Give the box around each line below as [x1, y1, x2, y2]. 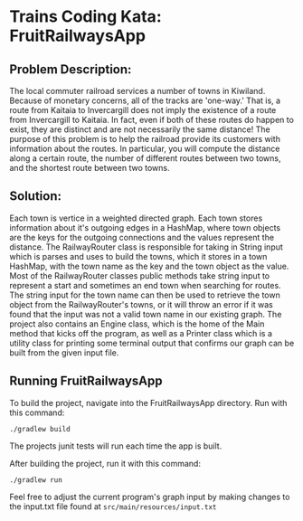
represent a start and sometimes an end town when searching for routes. [9, 279, 282, 290]
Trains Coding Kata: [9, 6, 162, 27]
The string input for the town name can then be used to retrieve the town [9, 289, 280, 300]
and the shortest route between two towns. [9, 163, 170, 173]
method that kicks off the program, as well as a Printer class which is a [9, 327, 273, 338]
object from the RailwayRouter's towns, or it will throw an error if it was [9, 298, 273, 309]
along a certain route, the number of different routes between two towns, [9, 153, 281, 164]
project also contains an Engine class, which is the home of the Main [9, 318, 265, 329]
